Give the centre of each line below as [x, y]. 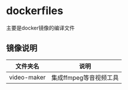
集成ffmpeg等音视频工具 [85, 78]
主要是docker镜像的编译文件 [40, 28]
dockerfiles [35, 11]
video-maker [27, 77]
